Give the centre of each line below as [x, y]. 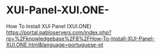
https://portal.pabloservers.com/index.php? [59, 32]
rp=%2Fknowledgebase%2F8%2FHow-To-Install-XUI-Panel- [80, 38]
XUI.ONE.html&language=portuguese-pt [55, 45]
